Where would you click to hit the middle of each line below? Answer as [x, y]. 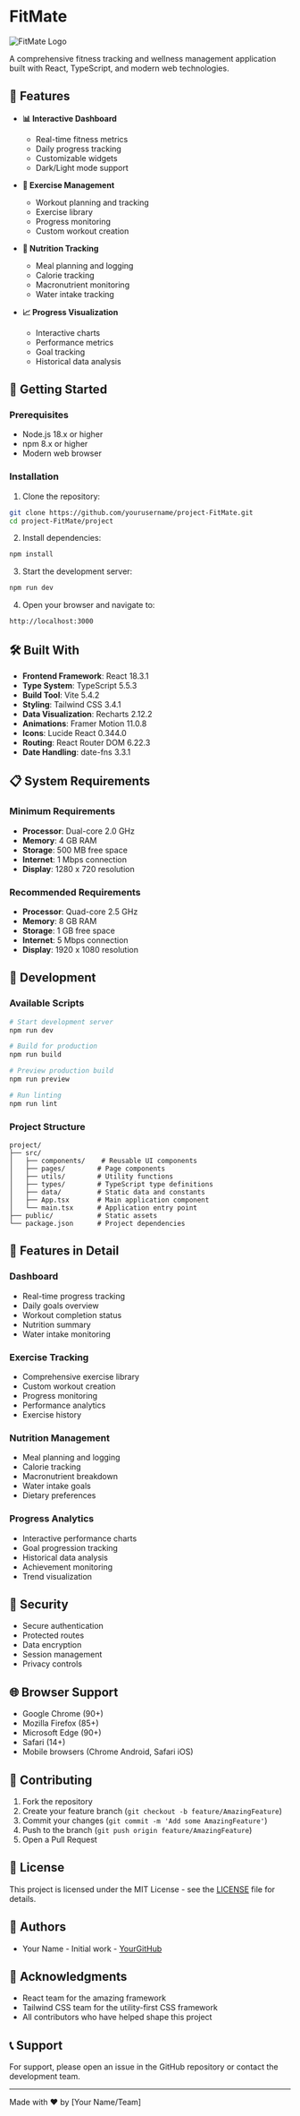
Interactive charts [68, 332]
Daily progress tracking [79, 149]
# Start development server [62, 1022]
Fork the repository [58, 1802]
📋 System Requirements [79, 781]
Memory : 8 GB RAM [59, 921]
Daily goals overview [61, 1306]
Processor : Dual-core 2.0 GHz [79, 831]
